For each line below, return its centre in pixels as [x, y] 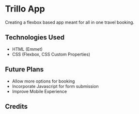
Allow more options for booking [43, 81]
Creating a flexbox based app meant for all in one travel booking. [70, 22]
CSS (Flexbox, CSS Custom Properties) [51, 54]
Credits [16, 107]
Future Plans [24, 69]
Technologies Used [35, 37]
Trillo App [25, 9]
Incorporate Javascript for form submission [55, 86]
